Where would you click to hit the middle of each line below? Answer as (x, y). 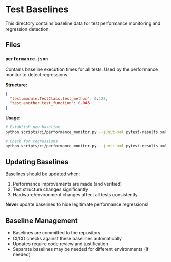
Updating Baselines (37, 162)
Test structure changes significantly (50, 189)
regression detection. (27, 29)
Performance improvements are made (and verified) (67, 184)
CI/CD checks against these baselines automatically (67, 239)
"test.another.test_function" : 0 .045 (50, 103)
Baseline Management (41, 220)
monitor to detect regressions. (37, 74)
